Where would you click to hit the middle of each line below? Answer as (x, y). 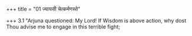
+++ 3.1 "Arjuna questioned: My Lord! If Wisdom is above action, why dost (96, 21)
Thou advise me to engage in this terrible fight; (63, 27)
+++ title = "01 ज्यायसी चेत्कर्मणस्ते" (43, 9)
